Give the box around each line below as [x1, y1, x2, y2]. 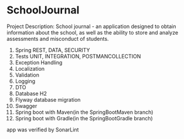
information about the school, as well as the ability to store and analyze [6, 29, 178, 36]
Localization [15, 65, 45, 72]
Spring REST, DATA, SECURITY [15, 46, 90, 53]
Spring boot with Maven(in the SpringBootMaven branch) [15, 109, 154, 116]
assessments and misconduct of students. [6, 35, 109, 42]
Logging [15, 77, 36, 85]
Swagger [15, 102, 38, 109]
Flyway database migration [15, 96, 81, 103]
